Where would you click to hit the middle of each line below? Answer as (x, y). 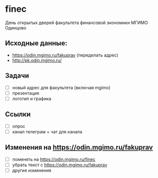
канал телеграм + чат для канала (47, 131)
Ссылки (18, 114)
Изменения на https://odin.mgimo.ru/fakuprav (79, 147)
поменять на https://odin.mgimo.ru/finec (54, 159)
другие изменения (32, 170)
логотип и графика (32, 99)
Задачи (17, 76)
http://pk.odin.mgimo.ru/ (37, 60)
